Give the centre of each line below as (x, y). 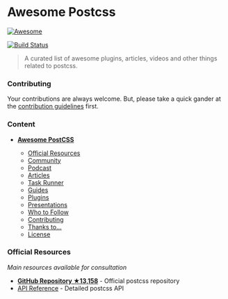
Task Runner (46, 182)
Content (22, 124)
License (39, 234)
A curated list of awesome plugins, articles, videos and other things (121, 58)
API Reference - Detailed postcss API (71, 288)
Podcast (40, 168)
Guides (38, 190)
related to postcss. (51, 65)
